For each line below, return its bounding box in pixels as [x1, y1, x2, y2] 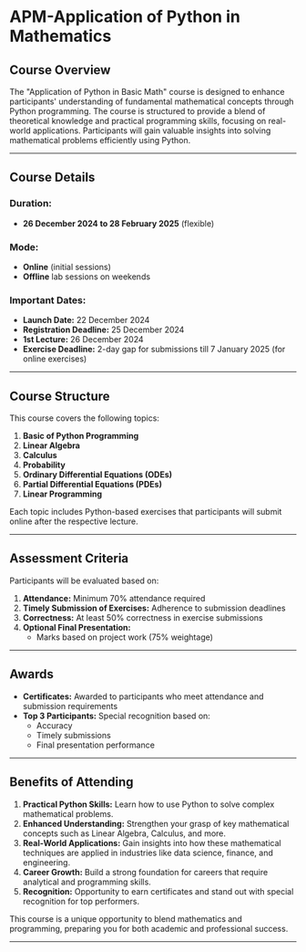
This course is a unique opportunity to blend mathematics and [9, 913, 243, 924]
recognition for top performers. [22, 895, 139, 906]
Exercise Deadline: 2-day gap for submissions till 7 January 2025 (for [22, 344, 286, 355]
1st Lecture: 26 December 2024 [22, 334, 144, 345]
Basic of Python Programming [22, 431, 139, 442]
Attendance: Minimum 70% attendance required [22, 592, 206, 603]
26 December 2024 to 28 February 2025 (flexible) [22, 217, 215, 229]
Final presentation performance [36, 739, 155, 750]
